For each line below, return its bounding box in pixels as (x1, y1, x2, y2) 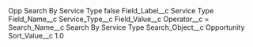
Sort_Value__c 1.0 (8, 31, 65, 40)
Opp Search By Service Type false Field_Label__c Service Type (8, 6, 214, 15)
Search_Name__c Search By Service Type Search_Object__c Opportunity (8, 23, 245, 32)
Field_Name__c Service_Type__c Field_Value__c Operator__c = (8, 14, 210, 23)
